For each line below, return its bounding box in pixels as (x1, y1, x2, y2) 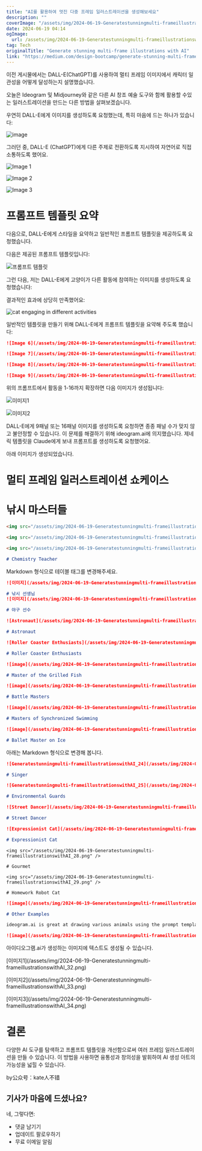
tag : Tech (6, 43, 31, 49)
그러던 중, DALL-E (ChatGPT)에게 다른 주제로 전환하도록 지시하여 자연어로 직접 (6, 143, 192, 150)
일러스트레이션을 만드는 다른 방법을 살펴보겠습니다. (12, 99, 132, 106)
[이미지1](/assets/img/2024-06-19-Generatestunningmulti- (6, 957, 151, 965)
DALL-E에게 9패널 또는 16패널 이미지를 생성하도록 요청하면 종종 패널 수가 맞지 (6, 423, 189, 430)
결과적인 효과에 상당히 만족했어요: (6, 296, 85, 304)
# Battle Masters (6, 694, 50, 700)
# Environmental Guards (6, 793, 66, 799)
